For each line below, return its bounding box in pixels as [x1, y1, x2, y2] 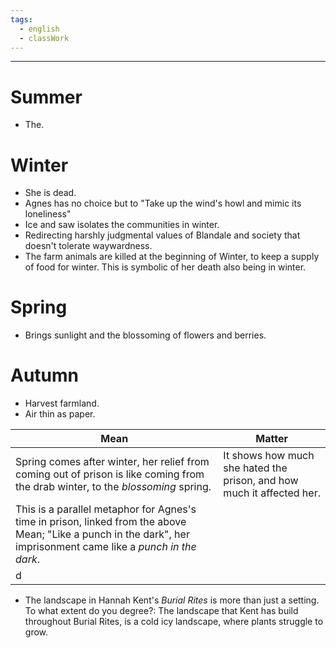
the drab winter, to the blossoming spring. [15, 480, 212, 494]
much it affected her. [223, 486, 321, 500]
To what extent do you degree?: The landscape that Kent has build [24, 605, 299, 617]
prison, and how [223, 474, 299, 488]
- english [19, 24, 60, 34]
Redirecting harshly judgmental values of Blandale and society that [24, 229, 301, 241]
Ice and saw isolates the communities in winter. [24, 219, 220, 231]
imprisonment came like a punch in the [15, 540, 197, 554]
